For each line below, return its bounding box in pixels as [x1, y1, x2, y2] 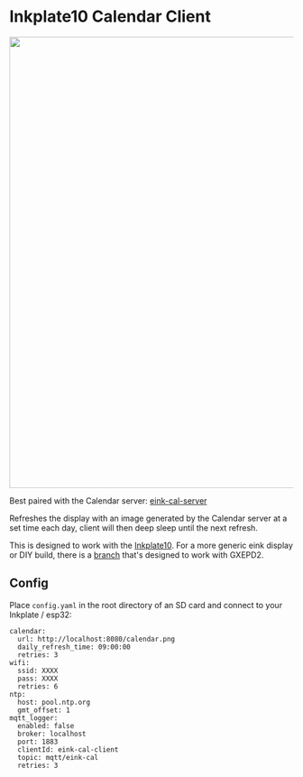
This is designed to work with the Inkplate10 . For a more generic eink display [9, 540, 293, 550]
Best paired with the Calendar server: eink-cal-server [9, 495, 207, 506]
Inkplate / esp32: [9, 609, 72, 620]
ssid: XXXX [17, 666, 59, 675]
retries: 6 [17, 681, 59, 691]
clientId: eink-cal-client [17, 745, 119, 754]
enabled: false [17, 721, 75, 730]
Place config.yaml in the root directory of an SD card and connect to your [9, 599, 282, 610]
